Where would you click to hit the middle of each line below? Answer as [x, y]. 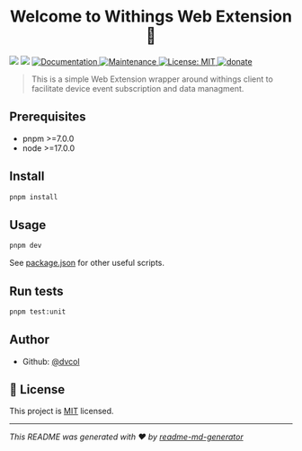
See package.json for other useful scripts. [87, 263]
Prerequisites [48, 117]
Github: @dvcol [51, 361]
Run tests [36, 291]
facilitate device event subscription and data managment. [138, 88]
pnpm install [34, 197]
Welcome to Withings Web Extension [151, 17]
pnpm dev [26, 246]
